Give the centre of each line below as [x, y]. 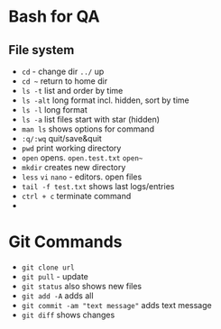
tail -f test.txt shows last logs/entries [98, 186]
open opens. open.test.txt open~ [82, 158]
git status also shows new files [81, 286]
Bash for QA [54, 17]
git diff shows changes [68, 315]
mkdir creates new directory [74, 167]
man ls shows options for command [88, 129]
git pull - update [55, 276]
